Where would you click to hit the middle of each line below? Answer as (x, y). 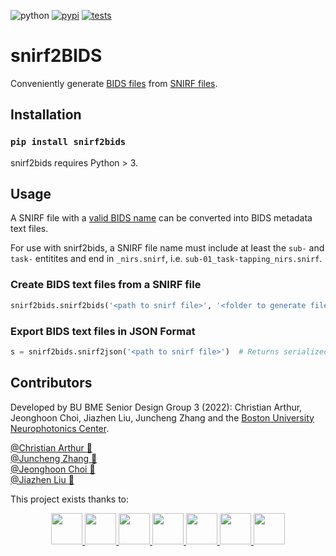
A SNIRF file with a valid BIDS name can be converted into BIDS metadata (161, 218)
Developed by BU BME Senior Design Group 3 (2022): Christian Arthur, (156, 407)
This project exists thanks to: (70, 499)
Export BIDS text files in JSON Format (103, 331)
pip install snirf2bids (68, 142)
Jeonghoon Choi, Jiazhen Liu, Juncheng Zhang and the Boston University (162, 417)
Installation (46, 115)
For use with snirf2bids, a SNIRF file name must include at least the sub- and (167, 248)
